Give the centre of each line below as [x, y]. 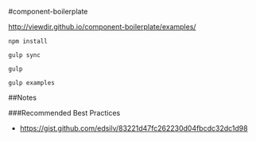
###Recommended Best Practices [64, 113]
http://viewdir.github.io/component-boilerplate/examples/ [102, 27]
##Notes [23, 97]
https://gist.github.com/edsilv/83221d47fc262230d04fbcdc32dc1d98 [134, 128]
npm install [28, 41]
